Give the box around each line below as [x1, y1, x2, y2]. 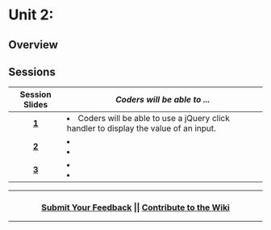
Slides [23, 99, 48, 111]
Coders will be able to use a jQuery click [77, 113, 230, 124]
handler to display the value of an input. [66, 123, 216, 134]
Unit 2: [8, 6, 54, 24]
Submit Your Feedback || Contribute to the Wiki [41, 202, 230, 213]
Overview [8, 38, 59, 52]
